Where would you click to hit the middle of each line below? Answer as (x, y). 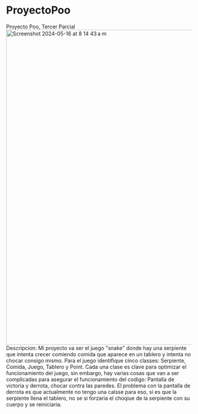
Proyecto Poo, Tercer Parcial (41, 27)
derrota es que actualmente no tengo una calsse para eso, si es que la (91, 392)
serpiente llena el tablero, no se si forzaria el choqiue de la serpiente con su (98, 398)
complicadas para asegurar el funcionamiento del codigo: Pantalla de (90, 379)
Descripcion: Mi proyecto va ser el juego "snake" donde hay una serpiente (96, 348)
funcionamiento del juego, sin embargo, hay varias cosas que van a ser (93, 373)
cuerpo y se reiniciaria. (34, 404)
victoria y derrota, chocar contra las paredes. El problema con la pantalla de (98, 385)
